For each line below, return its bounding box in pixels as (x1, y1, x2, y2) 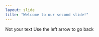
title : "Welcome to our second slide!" (5, 12, 89, 17)
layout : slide (5, 7, 35, 13)
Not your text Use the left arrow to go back (5, 26, 94, 32)
